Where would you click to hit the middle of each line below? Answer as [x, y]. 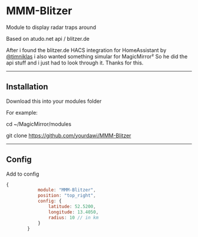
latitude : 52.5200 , [72, 207]
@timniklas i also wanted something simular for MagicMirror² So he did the [97, 56]
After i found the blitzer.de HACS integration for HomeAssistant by [86, 50]
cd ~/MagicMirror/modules [39, 124]
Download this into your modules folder [54, 101]
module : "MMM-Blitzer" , [67, 190]
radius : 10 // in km [73, 217]
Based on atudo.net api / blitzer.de [48, 38]
